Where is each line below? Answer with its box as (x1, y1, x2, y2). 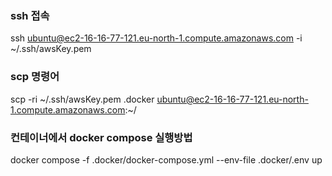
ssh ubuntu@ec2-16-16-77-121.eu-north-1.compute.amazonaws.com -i (10, 32, 303, 44)
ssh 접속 (10, 8, 50, 22)
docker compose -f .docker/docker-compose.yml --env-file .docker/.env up (10, 153, 323, 166)
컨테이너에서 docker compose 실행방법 (10, 130, 193, 144)
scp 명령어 (10, 70, 60, 84)
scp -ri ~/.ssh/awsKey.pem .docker (10, 93, 155, 105)
